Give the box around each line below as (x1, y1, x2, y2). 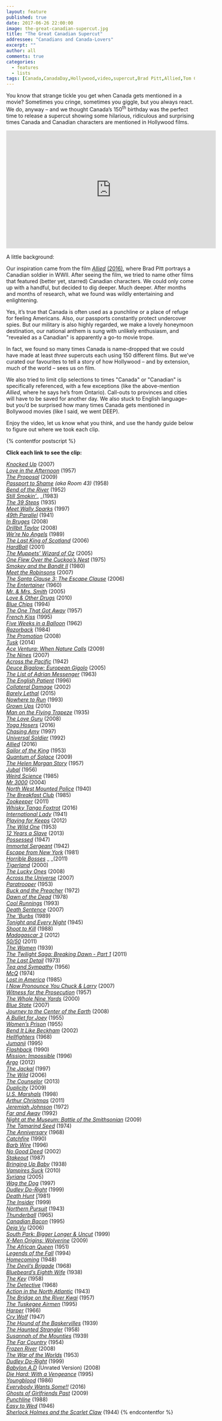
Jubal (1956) (6, 766, 38, 773)
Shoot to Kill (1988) (6, 925, 54, 932)
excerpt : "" (6, 43, 36, 49)
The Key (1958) (6, 1275, 44, 1282)
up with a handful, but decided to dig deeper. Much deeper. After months (6, 284, 187, 291)
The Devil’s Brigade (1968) (6, 1262, 72, 1269)
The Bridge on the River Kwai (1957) (6, 1294, 95, 1301)
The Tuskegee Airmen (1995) (6, 1300, 78, 1307)
